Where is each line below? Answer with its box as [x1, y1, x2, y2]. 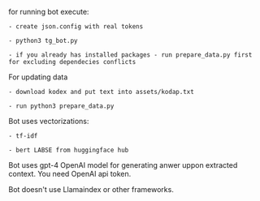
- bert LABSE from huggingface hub [8, 146, 129, 154]
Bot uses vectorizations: [8, 117, 89, 126]
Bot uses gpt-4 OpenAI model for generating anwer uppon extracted [8, 160, 238, 169]
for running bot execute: [8, 7, 89, 16]
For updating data [8, 72, 68, 82]
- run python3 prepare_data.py [8, 102, 115, 110]
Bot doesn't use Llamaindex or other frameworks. [8, 185, 175, 194]
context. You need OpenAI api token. [8, 169, 132, 178]
